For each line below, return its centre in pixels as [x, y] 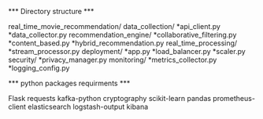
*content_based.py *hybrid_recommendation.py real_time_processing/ [123, 43]
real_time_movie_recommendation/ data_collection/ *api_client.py [114, 26]
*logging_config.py [39, 68]
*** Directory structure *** [51, 11]
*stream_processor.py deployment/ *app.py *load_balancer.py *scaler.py [127, 51]
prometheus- [234, 98]
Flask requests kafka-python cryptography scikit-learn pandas [109, 98]
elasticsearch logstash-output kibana [88, 106]
